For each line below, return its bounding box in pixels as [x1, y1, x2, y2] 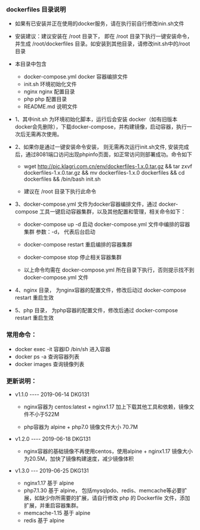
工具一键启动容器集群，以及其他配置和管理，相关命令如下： [39, 208, 186, 215]
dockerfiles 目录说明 [6, 5, 66, 13]
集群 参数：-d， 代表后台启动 [23, 229, 96, 236]
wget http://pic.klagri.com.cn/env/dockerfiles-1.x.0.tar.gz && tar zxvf [23, 163, 192, 170]
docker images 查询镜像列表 [14, 360, 85, 367]
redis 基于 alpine [23, 516, 64, 524]
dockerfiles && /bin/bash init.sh [23, 175, 101, 183]
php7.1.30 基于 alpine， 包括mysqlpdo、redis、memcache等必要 [23, 486, 182, 494]
